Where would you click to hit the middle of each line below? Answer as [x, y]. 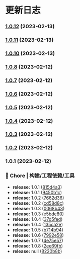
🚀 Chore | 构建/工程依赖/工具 [40, 176]
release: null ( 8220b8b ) [37, 251]
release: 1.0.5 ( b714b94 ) [38, 230]
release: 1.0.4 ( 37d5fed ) [37, 219]
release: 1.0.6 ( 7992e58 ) [38, 235]
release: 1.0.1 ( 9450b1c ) [37, 192]
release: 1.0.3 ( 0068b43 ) [38, 208]
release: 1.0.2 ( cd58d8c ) [38, 203]
